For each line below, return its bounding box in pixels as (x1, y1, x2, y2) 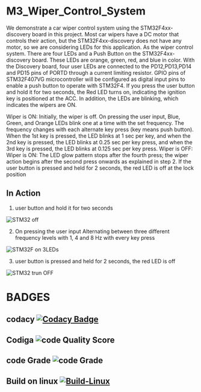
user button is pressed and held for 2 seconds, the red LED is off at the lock (6, 164, 194, 172)
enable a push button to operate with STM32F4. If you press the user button (6, 82, 196, 89)
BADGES (6, 290, 51, 304)
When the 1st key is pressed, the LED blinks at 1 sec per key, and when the (6, 132, 191, 140)
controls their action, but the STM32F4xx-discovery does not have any (6, 37, 182, 44)
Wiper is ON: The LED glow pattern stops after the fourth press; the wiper (6, 151, 188, 158)
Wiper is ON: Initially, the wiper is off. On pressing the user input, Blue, (6, 113, 181, 120)
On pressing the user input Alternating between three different (14, 228, 170, 235)
